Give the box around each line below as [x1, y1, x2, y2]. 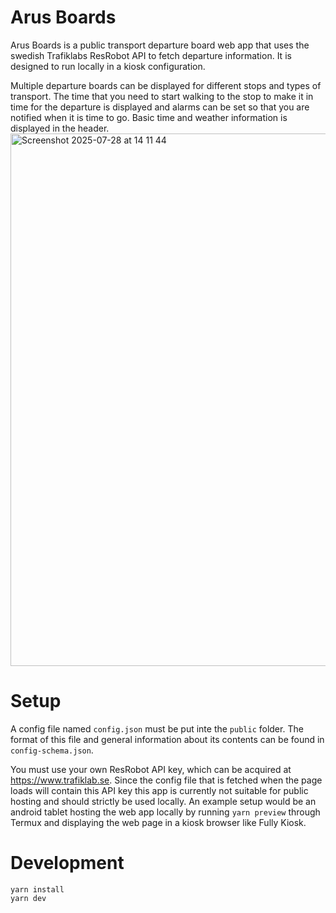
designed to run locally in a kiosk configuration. [10, 60, 206, 72]
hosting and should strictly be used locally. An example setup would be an [10, 795, 317, 807]
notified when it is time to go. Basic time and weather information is [10, 111, 288, 123]
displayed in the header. [10, 122, 110, 134]
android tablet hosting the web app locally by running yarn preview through [10, 806, 321, 818]
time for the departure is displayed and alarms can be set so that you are [10, 101, 310, 113]
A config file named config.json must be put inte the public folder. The [10, 722, 304, 735]
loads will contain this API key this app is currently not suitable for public [10, 784, 309, 796]
